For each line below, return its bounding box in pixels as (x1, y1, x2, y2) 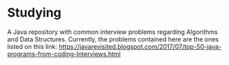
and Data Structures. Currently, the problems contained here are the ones (7, 35, 219, 43)
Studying (7, 5, 61, 21)
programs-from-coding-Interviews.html (7, 50, 121, 58)
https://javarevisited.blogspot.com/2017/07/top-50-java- (59, 42, 222, 50)
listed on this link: (7, 42, 58, 50)
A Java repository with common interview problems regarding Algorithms (7, 28, 218, 36)
